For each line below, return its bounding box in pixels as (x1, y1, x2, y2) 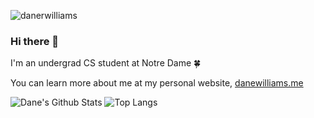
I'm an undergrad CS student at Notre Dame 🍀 (10, 57, 202, 69)
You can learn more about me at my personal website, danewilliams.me (10, 77, 304, 89)
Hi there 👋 (10, 34, 60, 48)
